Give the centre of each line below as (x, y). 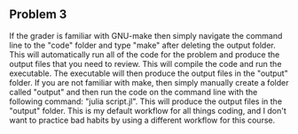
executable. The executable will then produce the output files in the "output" (149, 73)
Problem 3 (38, 15)
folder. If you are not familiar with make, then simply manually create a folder (149, 82)
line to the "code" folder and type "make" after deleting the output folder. (143, 45)
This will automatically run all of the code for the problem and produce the (145, 54)
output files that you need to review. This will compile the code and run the (145, 63)
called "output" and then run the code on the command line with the (133, 92)
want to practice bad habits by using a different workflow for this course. (142, 120)
